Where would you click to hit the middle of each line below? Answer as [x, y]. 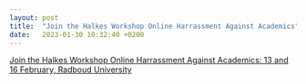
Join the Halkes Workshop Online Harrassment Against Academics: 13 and [149, 61]
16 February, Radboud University [71, 70]
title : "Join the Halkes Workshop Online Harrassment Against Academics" [154, 26]
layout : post [34, 18]
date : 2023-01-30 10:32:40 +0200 [77, 34]
